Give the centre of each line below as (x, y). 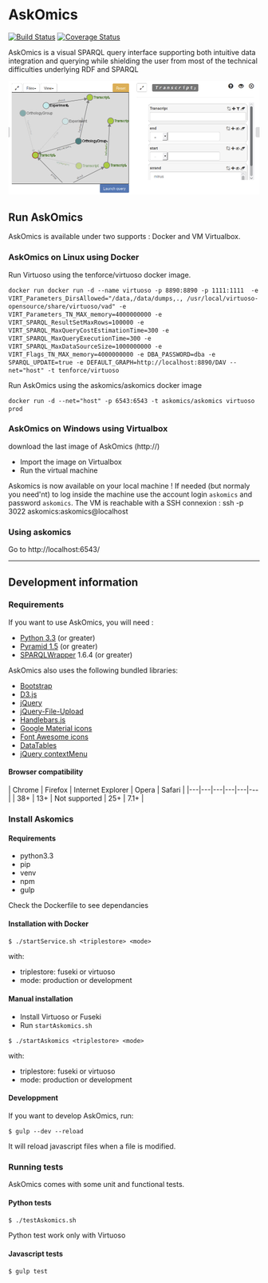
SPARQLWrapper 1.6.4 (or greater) (76, 654)
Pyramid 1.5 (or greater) (59, 646)
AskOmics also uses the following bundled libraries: (93, 670)
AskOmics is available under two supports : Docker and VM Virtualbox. (124, 237)
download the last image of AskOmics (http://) (84, 446)
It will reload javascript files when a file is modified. (92, 1146)
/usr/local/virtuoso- (223, 298)
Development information (73, 582)
